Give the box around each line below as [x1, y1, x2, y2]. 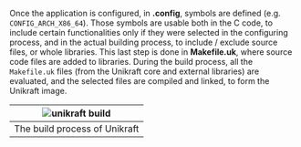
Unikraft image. [9, 86, 67, 96]
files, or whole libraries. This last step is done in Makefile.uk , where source [9, 47, 293, 58]
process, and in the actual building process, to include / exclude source [9, 37, 278, 47]
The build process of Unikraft [14, 122, 140, 135]
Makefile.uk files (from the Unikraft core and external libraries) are [9, 66, 260, 77]
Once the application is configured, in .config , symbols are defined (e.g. [9, 8, 281, 18]
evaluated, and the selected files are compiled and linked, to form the [9, 76, 270, 86]
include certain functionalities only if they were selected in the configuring [9, 27, 289, 37]
